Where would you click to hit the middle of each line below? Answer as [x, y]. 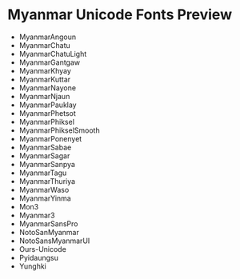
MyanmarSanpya [47, 164]
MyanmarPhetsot [48, 113]
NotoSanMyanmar [49, 232]
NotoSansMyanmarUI [54, 241]
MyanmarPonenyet [50, 138]
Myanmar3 [37, 215]
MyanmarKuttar [45, 79]
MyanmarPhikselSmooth [60, 130]
